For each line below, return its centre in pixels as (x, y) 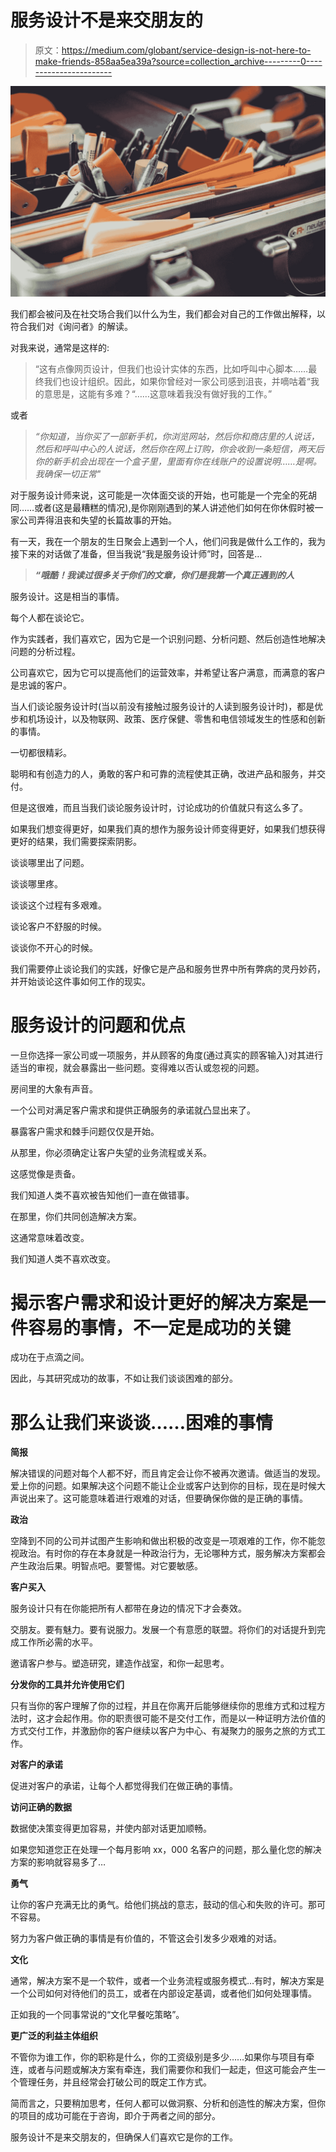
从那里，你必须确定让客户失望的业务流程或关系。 (111, 1152)
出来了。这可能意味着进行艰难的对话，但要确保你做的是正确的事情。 (167, 1498)
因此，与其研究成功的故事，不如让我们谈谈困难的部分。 (124, 1378)
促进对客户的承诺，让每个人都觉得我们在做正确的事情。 (124, 1786)
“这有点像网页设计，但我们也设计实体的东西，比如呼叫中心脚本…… (171, 368)
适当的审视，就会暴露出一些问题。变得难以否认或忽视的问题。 (137, 1067)
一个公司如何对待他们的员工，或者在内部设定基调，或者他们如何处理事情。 (163, 1993)
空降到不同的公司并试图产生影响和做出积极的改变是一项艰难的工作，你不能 (163, 1541)
